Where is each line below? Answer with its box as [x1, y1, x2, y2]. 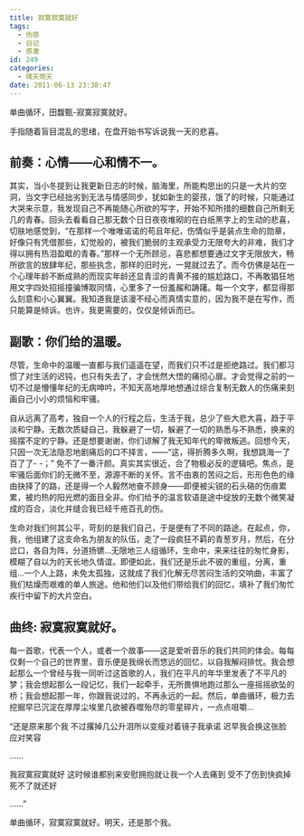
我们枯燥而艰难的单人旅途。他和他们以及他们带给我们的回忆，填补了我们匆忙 [9, 579, 295, 590]
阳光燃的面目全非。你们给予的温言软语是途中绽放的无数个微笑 [56, 492, 287, 503]
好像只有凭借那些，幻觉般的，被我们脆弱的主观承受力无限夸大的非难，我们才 [9, 237, 295, 248]
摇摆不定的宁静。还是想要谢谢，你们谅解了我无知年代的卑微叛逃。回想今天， [9, 435, 295, 446]
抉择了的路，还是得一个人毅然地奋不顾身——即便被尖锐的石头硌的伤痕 [16, 480, 279, 491]
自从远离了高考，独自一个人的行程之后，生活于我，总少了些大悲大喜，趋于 [9, 413, 287, 423]
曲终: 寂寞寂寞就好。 [9, 619, 124, 634]
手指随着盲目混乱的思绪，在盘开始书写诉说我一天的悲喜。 [9, 126, 223, 137]
